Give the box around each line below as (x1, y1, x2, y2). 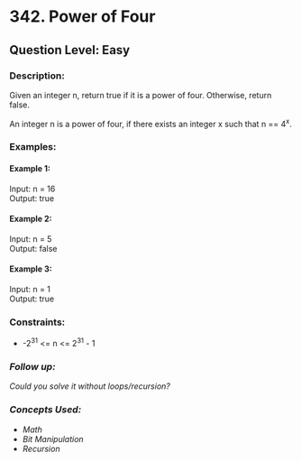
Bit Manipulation (22, 433, 84, 444)
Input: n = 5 (9, 233, 52, 244)
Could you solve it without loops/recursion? (9, 381, 171, 392)
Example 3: (9, 263, 52, 274)
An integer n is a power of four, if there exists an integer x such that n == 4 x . (9, 116, 293, 129)
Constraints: (9, 316, 66, 328)
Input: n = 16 (9, 183, 56, 194)
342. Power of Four (9, 6, 156, 27)
